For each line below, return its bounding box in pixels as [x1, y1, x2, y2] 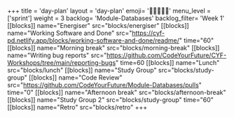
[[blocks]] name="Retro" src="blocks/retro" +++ [7, 103, 148, 111]
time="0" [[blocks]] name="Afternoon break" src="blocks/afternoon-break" [7, 88, 226, 96]
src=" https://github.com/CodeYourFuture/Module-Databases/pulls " [7, 81, 202, 89]
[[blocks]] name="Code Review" [29, 73, 123, 82]
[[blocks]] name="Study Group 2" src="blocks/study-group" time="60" [7, 96, 214, 104]
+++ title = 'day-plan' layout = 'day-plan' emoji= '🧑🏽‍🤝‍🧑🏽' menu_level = [7, 7, 212, 15]
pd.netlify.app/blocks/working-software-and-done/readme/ [7, 36, 180, 45]
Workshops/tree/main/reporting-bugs [7, 59, 116, 66]
